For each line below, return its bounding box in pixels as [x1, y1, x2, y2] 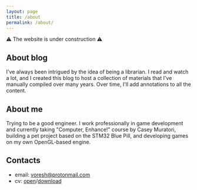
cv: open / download [14, 177, 62, 184]
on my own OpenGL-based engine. [6, 139, 91, 145]
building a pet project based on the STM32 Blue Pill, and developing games [6, 132, 189, 139]
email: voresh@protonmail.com [14, 171, 90, 178]
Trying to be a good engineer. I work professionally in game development [6, 120, 183, 126]
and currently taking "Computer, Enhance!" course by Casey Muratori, [6, 126, 176, 133]
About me [6, 104, 43, 114]
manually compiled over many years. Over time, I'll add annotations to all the [6, 81, 191, 88]
